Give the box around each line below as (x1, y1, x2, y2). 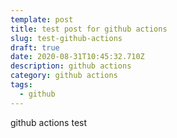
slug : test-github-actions (10, 33, 123, 43)
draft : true (10, 42, 60, 53)
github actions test (10, 116, 88, 128)
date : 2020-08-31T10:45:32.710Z (10, 52, 145, 62)
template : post (10, 14, 74, 25)
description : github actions (10, 61, 132, 71)
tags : (10, 80, 33, 90)
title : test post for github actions (10, 24, 168, 34)
